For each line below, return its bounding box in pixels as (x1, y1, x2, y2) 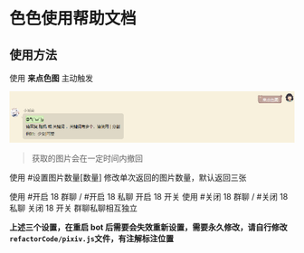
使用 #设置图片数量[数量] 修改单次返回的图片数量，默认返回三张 (9, 173, 247, 183)
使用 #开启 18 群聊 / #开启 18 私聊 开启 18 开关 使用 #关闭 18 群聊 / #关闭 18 (9, 192, 289, 202)
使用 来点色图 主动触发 (9, 73, 93, 83)
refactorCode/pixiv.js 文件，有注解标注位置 (9, 233, 175, 244)
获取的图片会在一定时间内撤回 (31, 153, 143, 164)
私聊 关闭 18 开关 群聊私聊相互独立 (9, 202, 138, 213)
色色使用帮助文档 (9, 8, 138, 29)
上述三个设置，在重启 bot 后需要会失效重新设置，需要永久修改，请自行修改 (9, 222, 288, 233)
